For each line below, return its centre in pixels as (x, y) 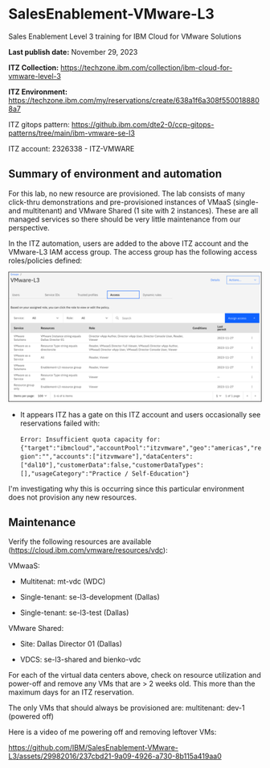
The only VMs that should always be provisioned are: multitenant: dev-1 (127, 708)
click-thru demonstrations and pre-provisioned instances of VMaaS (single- (133, 201)
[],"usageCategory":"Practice (71, 473)
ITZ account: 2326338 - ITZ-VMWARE (72, 148)
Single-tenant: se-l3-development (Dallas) (90, 597)
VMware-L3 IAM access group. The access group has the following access (133, 251)
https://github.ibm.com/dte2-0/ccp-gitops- (143, 124)
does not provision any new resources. (73, 497)
